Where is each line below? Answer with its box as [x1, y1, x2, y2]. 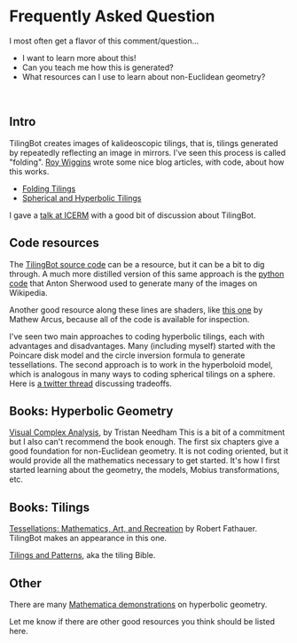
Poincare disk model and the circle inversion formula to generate [9, 350, 246, 360]
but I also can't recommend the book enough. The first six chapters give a [9, 437, 279, 447]
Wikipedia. [9, 287, 48, 298]
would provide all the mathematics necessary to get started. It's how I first [9, 455, 281, 466]
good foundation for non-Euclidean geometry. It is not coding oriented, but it [9, 445, 289, 457]
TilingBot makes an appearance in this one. [9, 533, 167, 544]
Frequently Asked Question [9, 6, 215, 27]
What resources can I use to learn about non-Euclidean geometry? [21, 71, 266, 81]
